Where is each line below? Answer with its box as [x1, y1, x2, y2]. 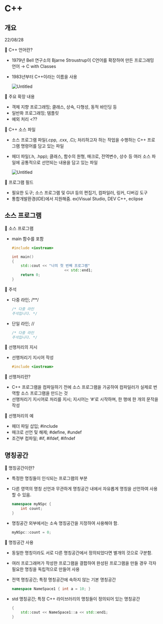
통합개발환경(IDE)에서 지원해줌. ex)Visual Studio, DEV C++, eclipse [11, 196, 143, 202]
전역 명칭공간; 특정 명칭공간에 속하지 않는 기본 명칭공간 [11, 577, 116, 582]
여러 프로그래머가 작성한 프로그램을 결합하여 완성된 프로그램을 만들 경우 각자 [11, 560, 157, 566]
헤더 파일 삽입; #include [11, 423, 58, 429]
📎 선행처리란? [4, 374, 31, 380]
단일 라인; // [11, 320, 35, 326]
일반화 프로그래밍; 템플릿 [11, 110, 59, 116]
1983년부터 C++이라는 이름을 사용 [11, 74, 78, 80]
